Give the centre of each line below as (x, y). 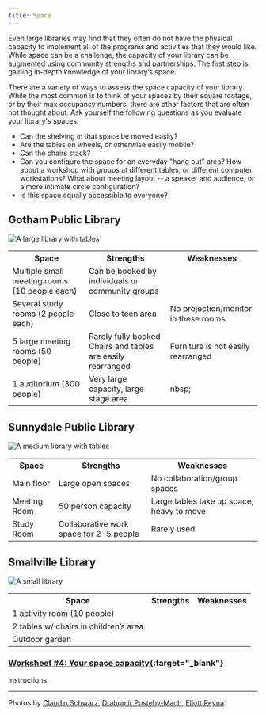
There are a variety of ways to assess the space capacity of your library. (126, 87)
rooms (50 (32, 352)
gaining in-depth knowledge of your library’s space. (92, 71)
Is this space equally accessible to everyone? (93, 195)
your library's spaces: (44, 120)
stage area (108, 399)
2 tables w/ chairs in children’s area (78, 626)
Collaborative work (93, 524)
